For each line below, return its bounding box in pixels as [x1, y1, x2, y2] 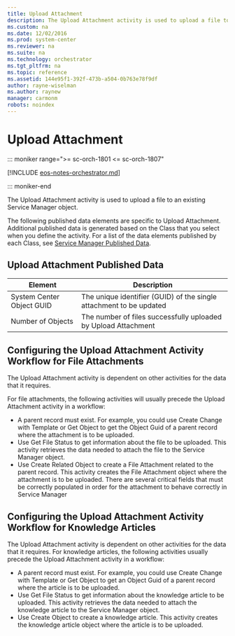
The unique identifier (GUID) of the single [81, 291, 217, 301]
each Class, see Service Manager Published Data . [7, 239, 152, 247]
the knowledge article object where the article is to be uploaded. [17, 621, 204, 629]
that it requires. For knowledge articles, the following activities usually [7, 548, 208, 556]
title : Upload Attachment [7, 10, 83, 18]
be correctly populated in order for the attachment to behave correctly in [17, 483, 227, 491]
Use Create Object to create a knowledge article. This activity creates [17, 614, 218, 622]
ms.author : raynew [7, 88, 61, 95]
